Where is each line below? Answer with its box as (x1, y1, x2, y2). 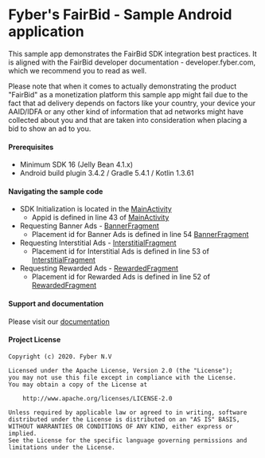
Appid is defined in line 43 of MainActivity (31, 213, 170, 223)
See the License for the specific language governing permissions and (8, 436, 247, 444)
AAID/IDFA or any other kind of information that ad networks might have (8, 106, 244, 116)
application (8, 22, 85, 41)
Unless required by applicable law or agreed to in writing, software (8, 409, 247, 417)
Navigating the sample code (8, 186, 103, 196)
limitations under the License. (8, 443, 115, 452)
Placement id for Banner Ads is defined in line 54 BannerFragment (31, 230, 249, 239)
